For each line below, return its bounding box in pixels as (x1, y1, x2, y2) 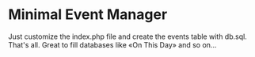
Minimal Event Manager (8, 6, 168, 24)
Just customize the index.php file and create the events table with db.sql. (8, 32, 247, 41)
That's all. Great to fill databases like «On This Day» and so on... (8, 40, 217, 49)
